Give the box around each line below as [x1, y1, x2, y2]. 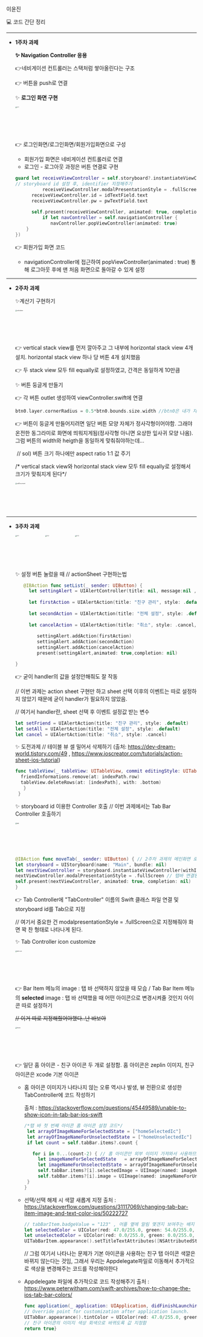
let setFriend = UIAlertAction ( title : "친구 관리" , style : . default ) [14, 720, 189, 726]
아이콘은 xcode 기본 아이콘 [14, 1071, 79, 1078]
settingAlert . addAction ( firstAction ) [37, 633, 132, 639]
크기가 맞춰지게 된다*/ [14, 470, 67, 478]
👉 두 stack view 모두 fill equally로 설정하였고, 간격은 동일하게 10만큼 [14, 366, 180, 373]
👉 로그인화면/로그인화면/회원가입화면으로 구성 [14, 141, 126, 147]
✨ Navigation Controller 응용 [14, 52, 88, 59]
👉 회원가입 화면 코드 [14, 243, 65, 251]
